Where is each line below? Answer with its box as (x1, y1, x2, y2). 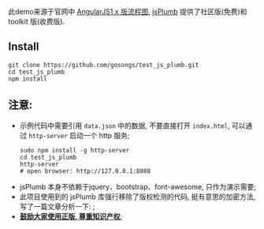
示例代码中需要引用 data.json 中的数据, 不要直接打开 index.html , (19, 121, 230, 130)
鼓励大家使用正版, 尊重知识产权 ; (19, 212, 123, 221)
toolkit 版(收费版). (8, 17, 65, 26)
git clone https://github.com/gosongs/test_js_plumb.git (8, 61, 199, 69)
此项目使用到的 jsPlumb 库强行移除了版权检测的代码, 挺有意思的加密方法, (19, 192, 256, 201)
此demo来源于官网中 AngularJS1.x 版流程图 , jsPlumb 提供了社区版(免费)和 (8, 7, 247, 16)
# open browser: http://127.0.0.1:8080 (19, 167, 151, 175)
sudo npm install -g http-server (19, 146, 130, 154)
